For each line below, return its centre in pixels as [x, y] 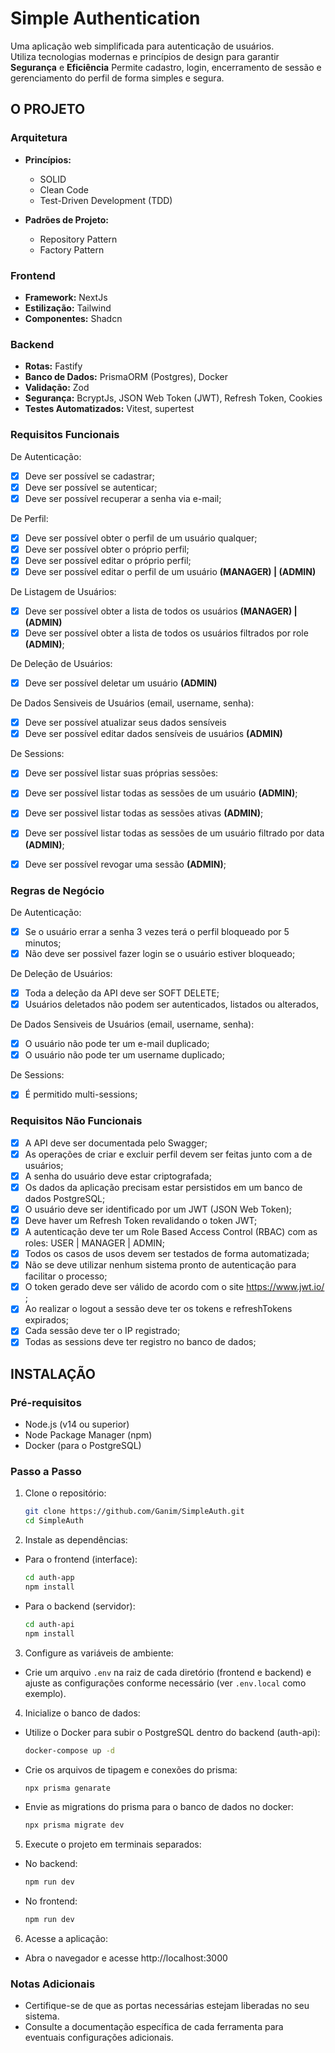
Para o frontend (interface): [81, 1559]
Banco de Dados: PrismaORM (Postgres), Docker [126, 377]
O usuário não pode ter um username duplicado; [124, 1055]
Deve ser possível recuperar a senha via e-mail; [123, 498]
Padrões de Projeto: [66, 219]
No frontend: [51, 1901]
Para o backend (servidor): [80, 1606]
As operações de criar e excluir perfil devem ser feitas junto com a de [168, 1154]
